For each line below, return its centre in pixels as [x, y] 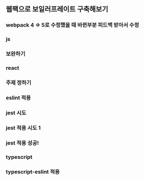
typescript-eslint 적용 [33, 172]
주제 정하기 [19, 83]
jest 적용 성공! [22, 143]
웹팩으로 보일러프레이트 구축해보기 [57, 9]
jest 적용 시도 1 [23, 128]
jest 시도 [16, 113]
